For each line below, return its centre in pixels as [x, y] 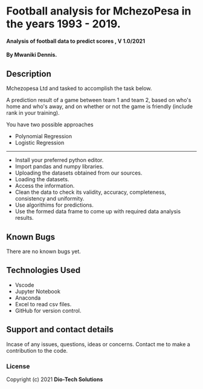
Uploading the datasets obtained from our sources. [79, 173]
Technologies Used [43, 270]
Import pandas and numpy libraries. [59, 167]
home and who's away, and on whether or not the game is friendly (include [100, 106]
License [18, 366]
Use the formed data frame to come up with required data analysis [98, 211]
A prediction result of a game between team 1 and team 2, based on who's [99, 100]
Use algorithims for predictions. [54, 205]
